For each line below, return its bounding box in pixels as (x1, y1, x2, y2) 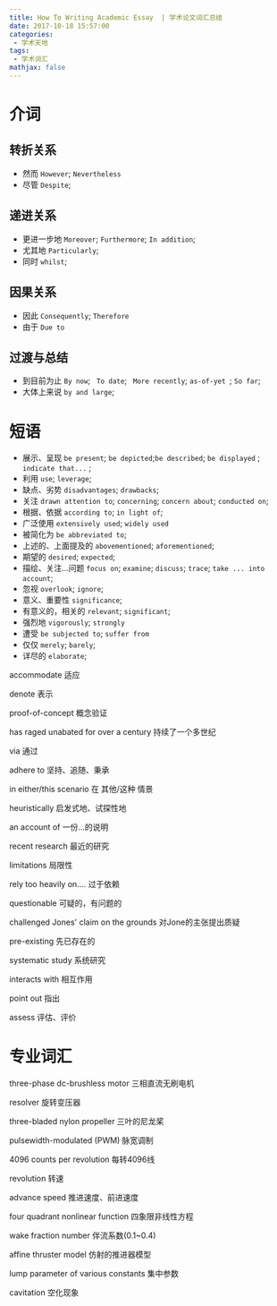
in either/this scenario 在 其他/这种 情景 (9, 784, 154, 795)
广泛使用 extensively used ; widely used (21, 518, 170, 529)
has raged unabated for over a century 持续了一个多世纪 (9, 727, 216, 738)
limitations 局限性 (9, 860, 73, 871)
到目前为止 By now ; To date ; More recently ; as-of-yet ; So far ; (21, 375, 261, 386)
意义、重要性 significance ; (21, 594, 122, 605)
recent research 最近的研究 (9, 841, 110, 851)
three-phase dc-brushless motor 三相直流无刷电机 (9, 1078, 195, 1088)
